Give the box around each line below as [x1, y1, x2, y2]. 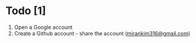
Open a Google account [14, 24, 72, 31]
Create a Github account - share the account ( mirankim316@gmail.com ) [14, 29, 191, 37]
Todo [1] [5, 4, 46, 18]
